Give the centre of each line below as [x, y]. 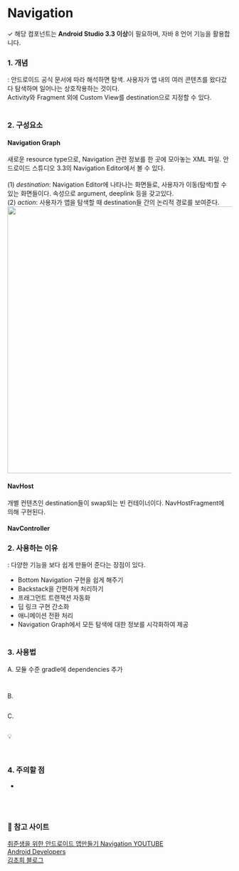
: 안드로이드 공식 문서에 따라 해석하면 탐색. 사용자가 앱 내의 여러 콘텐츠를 [108, 80]
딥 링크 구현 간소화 [43, 607]
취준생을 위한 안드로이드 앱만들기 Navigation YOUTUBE [85, 844]
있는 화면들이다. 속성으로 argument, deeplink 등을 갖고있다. [91, 194]
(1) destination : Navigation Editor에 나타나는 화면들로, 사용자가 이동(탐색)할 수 [117, 185]
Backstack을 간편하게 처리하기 [60, 589]
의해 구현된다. [27, 512]
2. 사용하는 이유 [33, 548]
